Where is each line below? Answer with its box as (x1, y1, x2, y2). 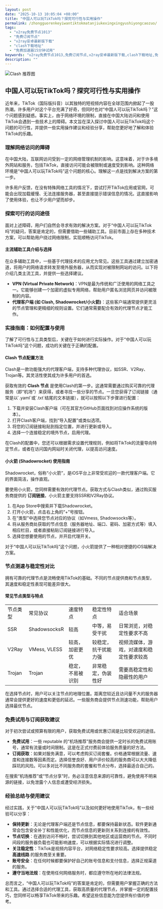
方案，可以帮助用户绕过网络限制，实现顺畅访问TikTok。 (5, 234, 116, 240)
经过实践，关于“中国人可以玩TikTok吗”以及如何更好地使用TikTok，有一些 (5, 804, 150, 811)
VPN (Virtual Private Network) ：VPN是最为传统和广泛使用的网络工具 (12, 280, 151, 286)
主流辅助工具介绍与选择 (5, 246, 52, 252)
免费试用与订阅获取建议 (5, 716, 60, 723)
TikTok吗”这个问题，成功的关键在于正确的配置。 (5, 343, 101, 349)
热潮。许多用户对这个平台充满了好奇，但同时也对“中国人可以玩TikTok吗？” (5, 107, 154, 112)
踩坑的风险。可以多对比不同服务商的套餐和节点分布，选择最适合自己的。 (12, 763, 157, 769)
